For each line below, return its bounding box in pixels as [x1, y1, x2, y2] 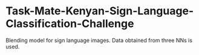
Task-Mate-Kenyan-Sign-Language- [5, 4, 194, 18]
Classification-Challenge [5, 17, 134, 30]
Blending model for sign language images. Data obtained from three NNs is [5, 36, 193, 44]
